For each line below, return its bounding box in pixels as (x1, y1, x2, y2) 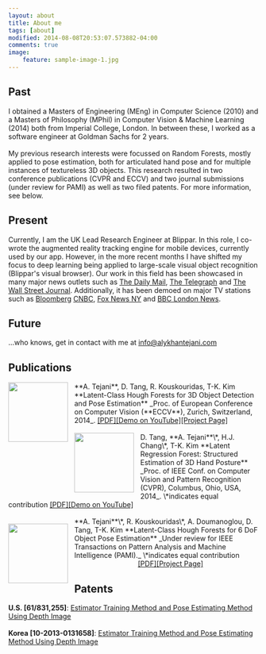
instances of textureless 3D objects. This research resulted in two (8, 165, 223, 175)
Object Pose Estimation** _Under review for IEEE (74, 533, 233, 544)
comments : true (8, 41, 59, 49)
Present (8, 214, 48, 227)
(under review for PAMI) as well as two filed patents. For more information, (8, 182, 252, 191)
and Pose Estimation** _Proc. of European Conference (74, 398, 253, 409)
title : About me (8, 19, 62, 27)
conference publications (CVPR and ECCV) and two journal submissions (8, 174, 245, 183)
